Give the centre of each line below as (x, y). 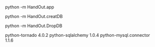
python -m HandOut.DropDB (34, 26)
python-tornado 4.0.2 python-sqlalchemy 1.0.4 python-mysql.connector (77, 35)
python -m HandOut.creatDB (34, 16)
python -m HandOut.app (30, 7)
